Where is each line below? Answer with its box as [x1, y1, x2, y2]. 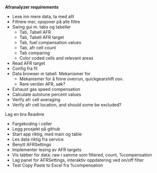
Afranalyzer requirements [5, 4, 59, 10]
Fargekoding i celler [12, 121, 52, 127]
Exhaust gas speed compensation [12, 86, 80, 92]
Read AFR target [12, 61, 45, 66]
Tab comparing [19, 50, 50, 56]
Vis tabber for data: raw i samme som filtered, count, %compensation [12, 152, 152, 158]
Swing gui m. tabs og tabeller [12, 24, 71, 30]
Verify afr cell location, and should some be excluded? [12, 102, 122, 108]
